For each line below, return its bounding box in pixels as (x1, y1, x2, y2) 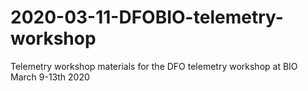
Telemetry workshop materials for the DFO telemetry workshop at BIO (10, 60, 298, 72)
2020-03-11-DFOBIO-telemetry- (10, 6, 284, 29)
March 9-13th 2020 (10, 71, 90, 83)
